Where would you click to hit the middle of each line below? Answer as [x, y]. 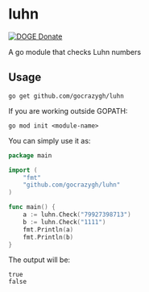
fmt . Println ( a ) [48, 229]
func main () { [32, 207]
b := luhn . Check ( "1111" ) [64, 222]
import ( [23, 170]
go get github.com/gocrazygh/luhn [66, 96]
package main [30, 155]
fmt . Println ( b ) [48, 237]
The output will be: [39, 260]
